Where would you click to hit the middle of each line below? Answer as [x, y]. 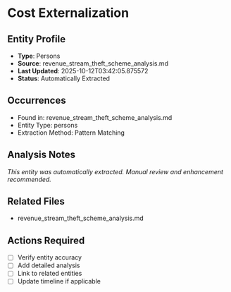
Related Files [36, 201]
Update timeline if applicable [59, 281]
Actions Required [46, 240]
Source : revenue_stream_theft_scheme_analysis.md [93, 63]
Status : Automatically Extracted [64, 78]
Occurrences [37, 101]
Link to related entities [50, 274]
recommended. [29, 179]
